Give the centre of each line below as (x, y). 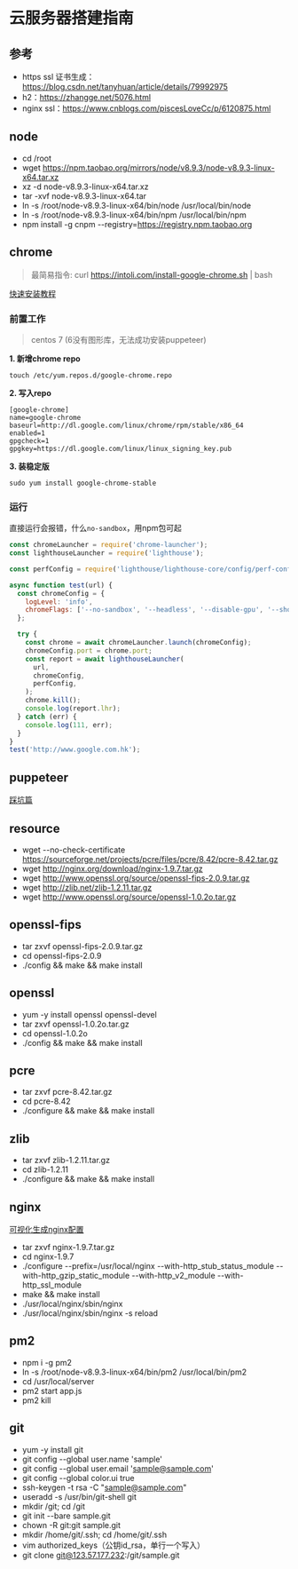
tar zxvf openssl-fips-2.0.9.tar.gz (82, 946)
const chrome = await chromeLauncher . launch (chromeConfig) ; (138, 643)
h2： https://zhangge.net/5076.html (86, 97)
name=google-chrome (45, 417)
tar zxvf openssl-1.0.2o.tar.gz (76, 1024)
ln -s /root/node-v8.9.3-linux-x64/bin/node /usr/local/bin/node (136, 205)
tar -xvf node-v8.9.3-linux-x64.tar (84, 195)
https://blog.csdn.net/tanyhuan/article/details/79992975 (125, 87)
